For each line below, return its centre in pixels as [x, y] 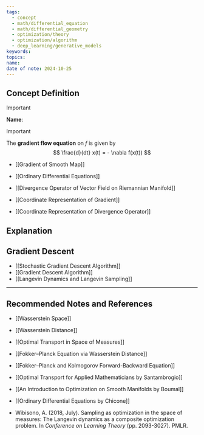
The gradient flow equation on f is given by [61, 143]
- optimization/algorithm [45, 40]
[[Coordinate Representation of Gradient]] [67, 200]
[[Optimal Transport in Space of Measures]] [70, 342]
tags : [13, 12]
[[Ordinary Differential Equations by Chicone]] [72, 401]
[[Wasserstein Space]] [43, 318]
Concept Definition [43, 93]
